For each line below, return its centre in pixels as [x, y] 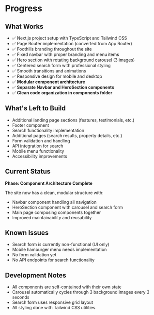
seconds [21, 297]
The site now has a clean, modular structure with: [54, 192]
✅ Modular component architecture [49, 82]
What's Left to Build [35, 108]
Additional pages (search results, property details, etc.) [67, 135]
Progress [24, 9]
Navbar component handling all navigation [54, 202]
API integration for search [38, 146]
